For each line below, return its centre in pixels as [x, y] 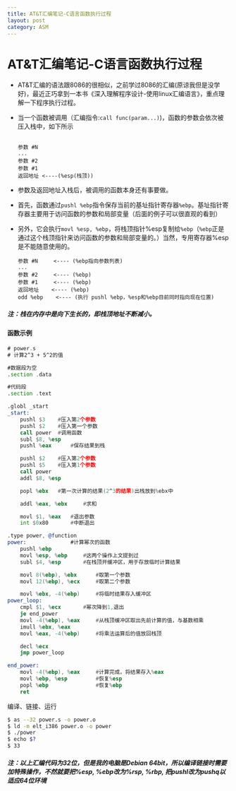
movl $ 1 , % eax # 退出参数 [57, 516]
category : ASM [28, 27]
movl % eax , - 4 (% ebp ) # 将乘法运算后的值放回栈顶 [91, 634]
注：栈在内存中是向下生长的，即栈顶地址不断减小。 [81, 314]
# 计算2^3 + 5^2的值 [35, 355]
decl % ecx [35, 646]
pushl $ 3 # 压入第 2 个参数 [58, 420]
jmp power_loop [42, 653]
